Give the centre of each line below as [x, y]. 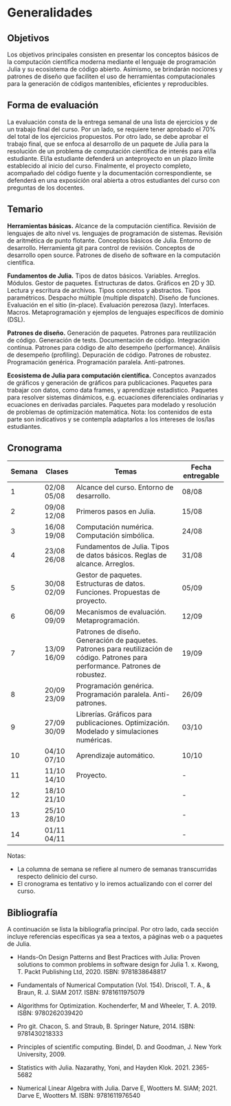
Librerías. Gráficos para [114, 714]
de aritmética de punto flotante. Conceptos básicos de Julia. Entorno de [109, 240]
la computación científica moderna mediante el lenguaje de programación [112, 62]
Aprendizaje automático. [115, 755]
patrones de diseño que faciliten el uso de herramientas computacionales [111, 76]
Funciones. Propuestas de [118, 593]
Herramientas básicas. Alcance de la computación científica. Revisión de [112, 225]
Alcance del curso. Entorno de [125, 487]
